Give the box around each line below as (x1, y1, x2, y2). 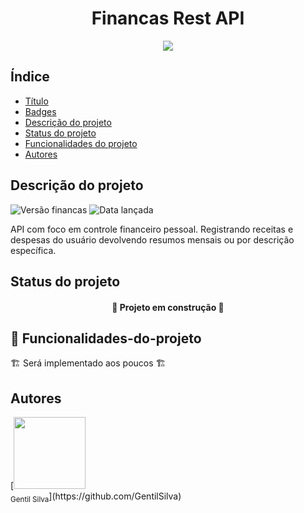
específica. (10, 244, 57, 256)
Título (24, 95, 49, 107)
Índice (10, 68, 50, 86)
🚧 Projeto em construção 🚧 (111, 301, 225, 313)
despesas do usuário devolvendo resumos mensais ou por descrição (10, 233, 295, 246)
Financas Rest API (91, 7, 245, 30)
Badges (24, 105, 57, 117)
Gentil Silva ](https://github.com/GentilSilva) (10, 490, 182, 504)
